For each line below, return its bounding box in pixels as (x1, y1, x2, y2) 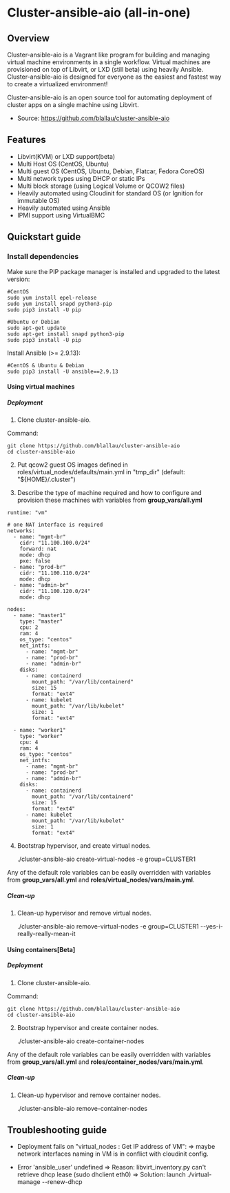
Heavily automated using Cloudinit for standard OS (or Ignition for (17, 188, 203, 197)
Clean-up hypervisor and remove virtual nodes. (17, 909, 152, 918)
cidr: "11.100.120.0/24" (19, 588, 91, 595)
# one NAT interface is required (7, 521, 103, 529)
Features (7, 134, 46, 146)
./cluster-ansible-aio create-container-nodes (17, 1037, 145, 1045)
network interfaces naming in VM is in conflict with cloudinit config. (17, 1150, 209, 1158)
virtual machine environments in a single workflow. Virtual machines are (7, 58, 211, 66)
